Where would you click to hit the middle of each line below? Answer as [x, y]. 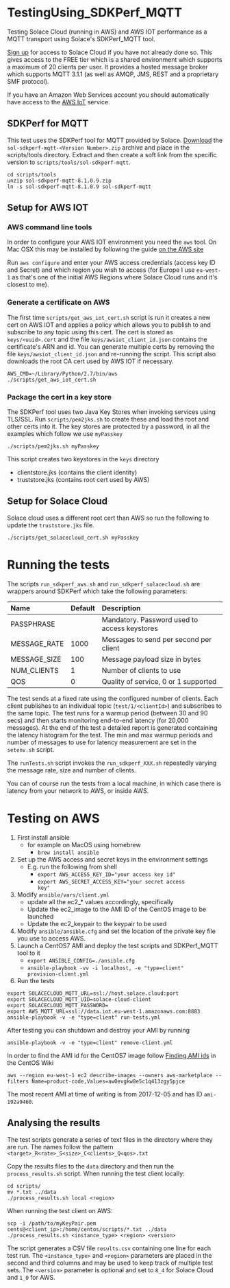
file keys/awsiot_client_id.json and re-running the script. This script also [112, 354]
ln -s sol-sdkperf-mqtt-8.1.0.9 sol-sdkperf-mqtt [79, 187]
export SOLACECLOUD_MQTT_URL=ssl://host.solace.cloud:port [93, 993]
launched [40, 916]
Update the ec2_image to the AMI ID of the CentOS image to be [117, 909]
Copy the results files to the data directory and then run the [91, 1166]
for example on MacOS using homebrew [84, 844]
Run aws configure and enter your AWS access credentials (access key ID [111, 263]
